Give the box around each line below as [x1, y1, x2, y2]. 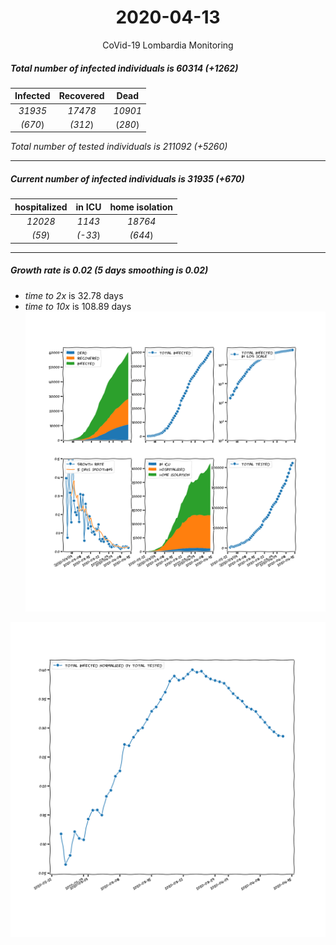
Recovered [58, 90, 105, 102]
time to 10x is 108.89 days [24, 300, 132, 312]
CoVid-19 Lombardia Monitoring [102, 39, 234, 51]
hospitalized [14, 201, 68, 213]
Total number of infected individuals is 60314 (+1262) [10, 62, 239, 74]
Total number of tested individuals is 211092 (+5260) [10, 141, 228, 153]
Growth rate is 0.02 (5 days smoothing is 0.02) [10, 264, 209, 276]
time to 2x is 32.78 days [24, 289, 124, 301]
